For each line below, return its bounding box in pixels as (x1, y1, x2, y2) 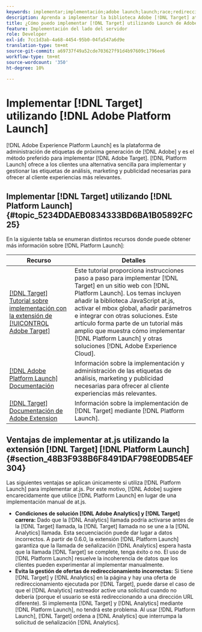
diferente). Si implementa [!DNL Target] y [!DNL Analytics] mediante (14, 599, 183, 607)
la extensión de (9, 312, 52, 320)
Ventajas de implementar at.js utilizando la (6, 435, 170, 445)
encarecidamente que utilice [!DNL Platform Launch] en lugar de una (6, 491, 177, 499)
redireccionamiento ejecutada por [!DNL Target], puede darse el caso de (14, 580, 195, 587)
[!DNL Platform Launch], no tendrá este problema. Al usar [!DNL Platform (14, 605, 195, 613)
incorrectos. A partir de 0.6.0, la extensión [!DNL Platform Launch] (14, 535, 179, 543)
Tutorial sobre (9, 297, 49, 305)
